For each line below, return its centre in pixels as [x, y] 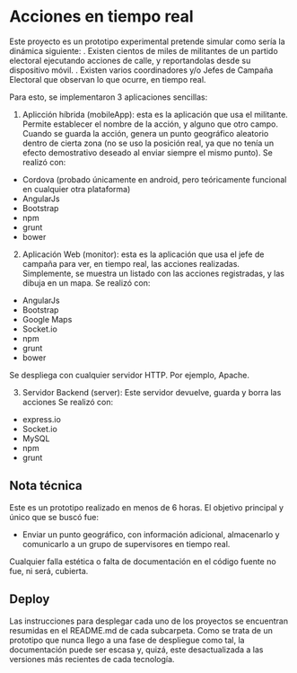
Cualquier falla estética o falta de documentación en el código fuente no [143, 561]
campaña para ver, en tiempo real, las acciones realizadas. [131, 263]
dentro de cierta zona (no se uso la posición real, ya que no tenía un [148, 143]
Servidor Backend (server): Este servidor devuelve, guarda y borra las [152, 392]
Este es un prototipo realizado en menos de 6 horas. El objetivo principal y [147, 507]
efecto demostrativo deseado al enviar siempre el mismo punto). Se [148, 152]
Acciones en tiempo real [102, 17]
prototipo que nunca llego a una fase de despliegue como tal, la [127, 640]
